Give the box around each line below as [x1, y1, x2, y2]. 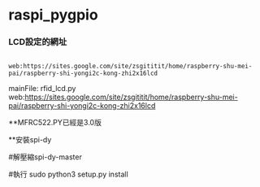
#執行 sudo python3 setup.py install [8, 169, 128, 180]
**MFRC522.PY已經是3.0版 [8, 118, 102, 128]
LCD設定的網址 [8, 37, 67, 48]
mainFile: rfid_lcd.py [8, 84, 76, 93]
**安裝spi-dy [8, 135, 52, 145]
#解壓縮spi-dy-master [8, 152, 83, 162]
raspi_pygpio [8, 6, 99, 24]
